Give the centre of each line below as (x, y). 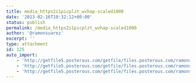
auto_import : (22, 55)
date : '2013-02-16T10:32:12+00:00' (49, 17)
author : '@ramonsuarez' (35, 33)
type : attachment (27, 44)
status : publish (26, 22)
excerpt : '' (20, 39)
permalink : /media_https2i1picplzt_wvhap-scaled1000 (71, 28)
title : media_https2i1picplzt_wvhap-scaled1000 (65, 11)
